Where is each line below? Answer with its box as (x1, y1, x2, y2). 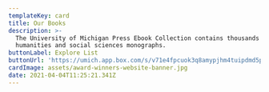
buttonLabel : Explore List (8, 49, 98, 57)
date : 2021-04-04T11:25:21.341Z (8, 71, 116, 79)
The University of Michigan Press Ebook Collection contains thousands (15, 34, 260, 42)
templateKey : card (8, 11, 70, 20)
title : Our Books (8, 19, 66, 27)
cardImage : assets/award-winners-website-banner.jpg (8, 64, 188, 72)
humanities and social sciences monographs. (15, 42, 167, 50)
